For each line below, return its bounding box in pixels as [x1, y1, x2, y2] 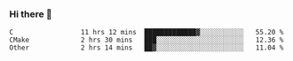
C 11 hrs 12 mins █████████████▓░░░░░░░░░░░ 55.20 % [9, 28, 284, 37]
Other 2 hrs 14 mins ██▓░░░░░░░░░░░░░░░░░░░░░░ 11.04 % [9, 43, 284, 52]
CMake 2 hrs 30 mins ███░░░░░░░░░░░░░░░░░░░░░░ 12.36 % [9, 35, 284, 45]
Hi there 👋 [9, 8, 53, 20]
